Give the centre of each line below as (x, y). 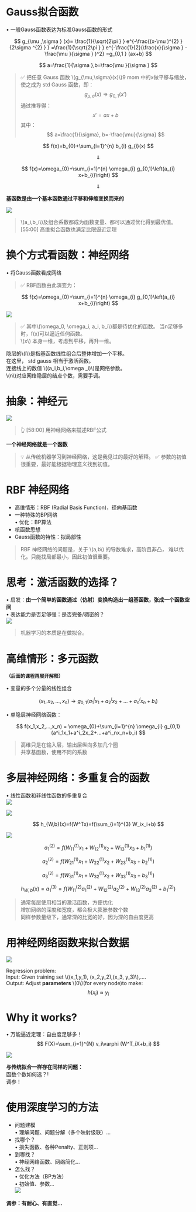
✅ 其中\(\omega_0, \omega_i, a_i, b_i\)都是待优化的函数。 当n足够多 (102, 326)
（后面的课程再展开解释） (35, 676)
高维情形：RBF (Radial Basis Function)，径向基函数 (76, 507)
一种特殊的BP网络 (36, 514)
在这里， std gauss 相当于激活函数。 (50, 361)
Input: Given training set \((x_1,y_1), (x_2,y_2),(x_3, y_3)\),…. (76, 977)
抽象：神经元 (37, 401)
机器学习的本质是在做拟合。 (54, 633)
